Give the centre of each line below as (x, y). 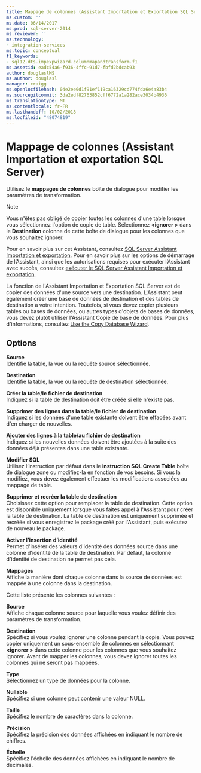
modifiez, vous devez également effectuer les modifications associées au (97, 479)
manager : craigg (26, 84)
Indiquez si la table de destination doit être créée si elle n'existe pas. (90, 399)
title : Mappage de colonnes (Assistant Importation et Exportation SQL (97, 12)
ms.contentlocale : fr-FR (37, 106)
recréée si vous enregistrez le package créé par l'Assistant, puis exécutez (97, 522)
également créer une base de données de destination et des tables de (93, 299)
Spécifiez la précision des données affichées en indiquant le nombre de (95, 734)
